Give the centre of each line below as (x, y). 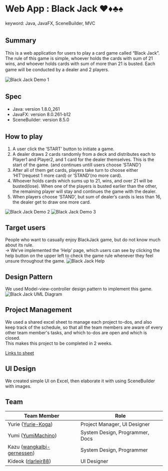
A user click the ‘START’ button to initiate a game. (63, 149)
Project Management (38, 310)
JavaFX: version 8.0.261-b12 (41, 114)
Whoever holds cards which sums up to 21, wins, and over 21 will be (82, 181)
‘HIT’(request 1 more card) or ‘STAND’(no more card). (67, 175)
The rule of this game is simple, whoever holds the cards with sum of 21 (79, 58)
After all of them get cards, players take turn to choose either (75, 170)
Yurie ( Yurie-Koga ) (30, 424)
